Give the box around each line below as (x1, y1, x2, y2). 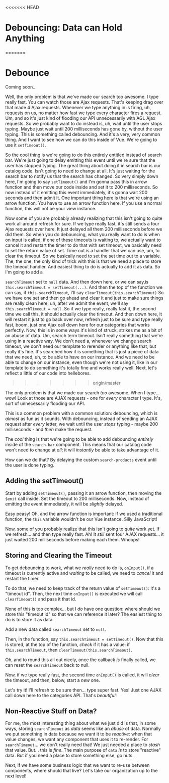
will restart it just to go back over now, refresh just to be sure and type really (5, 316, 163, 323)
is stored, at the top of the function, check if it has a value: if (5, 641, 130, 648)
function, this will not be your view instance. (5, 205, 97, 211)
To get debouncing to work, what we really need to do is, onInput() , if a (5, 565, 154, 571)
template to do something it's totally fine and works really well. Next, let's (5, 364, 157, 371)
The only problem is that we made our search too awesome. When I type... (5, 389, 160, 396)
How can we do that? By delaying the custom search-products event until (5, 456, 157, 463)
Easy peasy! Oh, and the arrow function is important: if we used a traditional (5, 511, 162, 517)
